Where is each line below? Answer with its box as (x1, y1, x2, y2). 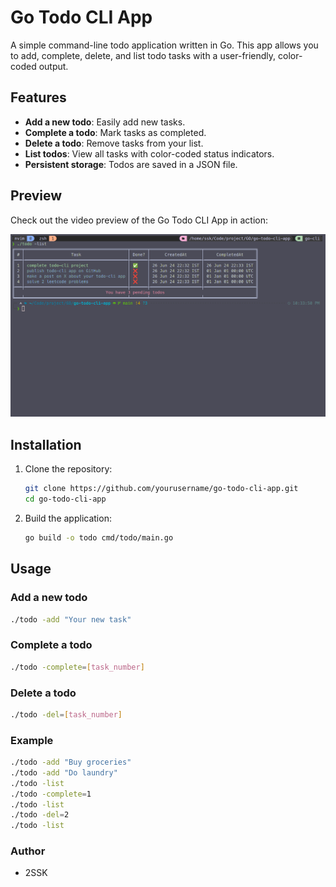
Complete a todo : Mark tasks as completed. (24, 126, 207, 138)
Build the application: (24, 512, 112, 524)
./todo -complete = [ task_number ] (10, 662, 145, 672)
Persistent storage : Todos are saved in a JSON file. (24, 158, 238, 170)
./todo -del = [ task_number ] (10, 709, 123, 720)
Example (10, 733, 54, 747)
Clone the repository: (24, 463, 113, 475)
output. (38, 60, 69, 72)
